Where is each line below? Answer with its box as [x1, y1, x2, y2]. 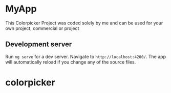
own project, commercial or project [5, 25, 79, 31]
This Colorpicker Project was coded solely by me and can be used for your [5, 20, 163, 26]
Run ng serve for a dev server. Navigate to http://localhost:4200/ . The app [5, 53, 166, 59]
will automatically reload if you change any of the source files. [5, 59, 136, 65]
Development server [5, 40, 72, 49]
